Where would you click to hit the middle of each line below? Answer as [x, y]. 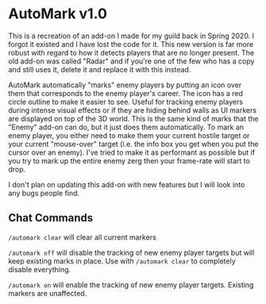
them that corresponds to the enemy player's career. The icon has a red [126, 93]
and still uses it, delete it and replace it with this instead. [100, 69]
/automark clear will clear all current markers [82, 237]
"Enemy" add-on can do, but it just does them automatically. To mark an [126, 127]
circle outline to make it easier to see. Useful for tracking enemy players [126, 102]
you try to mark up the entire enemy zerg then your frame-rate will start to [129, 160]
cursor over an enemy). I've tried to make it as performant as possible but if [132, 152]
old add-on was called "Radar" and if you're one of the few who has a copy [131, 61]
